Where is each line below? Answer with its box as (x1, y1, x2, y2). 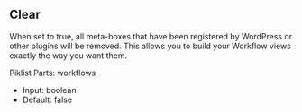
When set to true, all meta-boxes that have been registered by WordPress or (9, 30, 293, 41)
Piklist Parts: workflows (9, 67, 96, 78)
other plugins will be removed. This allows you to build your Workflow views (9, 40, 291, 51)
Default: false (22, 94, 73, 105)
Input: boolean (22, 84, 77, 95)
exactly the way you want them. (9, 49, 128, 61)
